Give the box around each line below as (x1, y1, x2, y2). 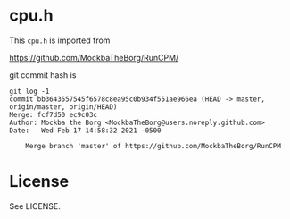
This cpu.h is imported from (9, 35, 111, 46)
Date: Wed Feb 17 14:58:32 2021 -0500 (9, 126, 162, 135)
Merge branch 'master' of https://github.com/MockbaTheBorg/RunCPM (25, 141, 281, 150)
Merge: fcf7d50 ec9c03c (9, 110, 98, 119)
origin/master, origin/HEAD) (9, 102, 118, 112)
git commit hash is (9, 69, 77, 80)
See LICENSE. (9, 200, 61, 211)
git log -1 (9, 87, 50, 96)
